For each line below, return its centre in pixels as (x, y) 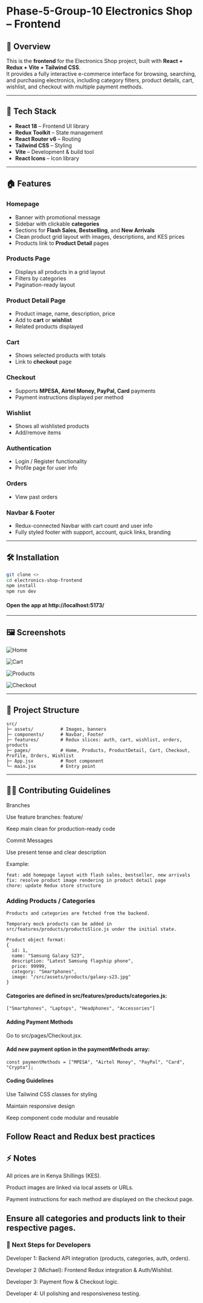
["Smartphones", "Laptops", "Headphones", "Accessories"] (81, 1008)
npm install (21, 586)
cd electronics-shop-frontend (44, 580)
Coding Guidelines (30, 1081)
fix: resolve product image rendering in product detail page (86, 880)
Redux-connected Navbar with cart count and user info (84, 525)
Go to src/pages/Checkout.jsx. (44, 1035)
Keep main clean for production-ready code (61, 828)
